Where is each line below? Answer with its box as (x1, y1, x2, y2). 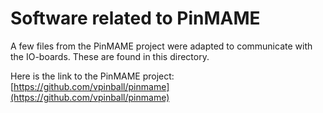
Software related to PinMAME (10, 7, 261, 30)
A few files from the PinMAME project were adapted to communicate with (10, 40, 313, 52)
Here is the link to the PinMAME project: (10, 70, 175, 82)
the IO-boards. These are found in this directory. (10, 50, 210, 62)
